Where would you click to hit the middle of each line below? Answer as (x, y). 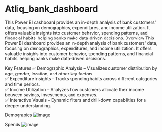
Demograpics (18, 115)
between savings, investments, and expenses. (51, 95)
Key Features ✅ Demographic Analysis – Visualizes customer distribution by (81, 68)
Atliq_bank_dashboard (52, 9)
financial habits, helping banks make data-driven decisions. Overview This (80, 38)
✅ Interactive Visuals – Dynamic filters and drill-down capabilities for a (76, 100)
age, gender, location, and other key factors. (49, 74)
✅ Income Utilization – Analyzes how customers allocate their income (74, 89)
